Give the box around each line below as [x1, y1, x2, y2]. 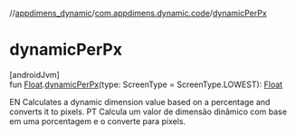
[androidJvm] [9, 69, 61, 80]
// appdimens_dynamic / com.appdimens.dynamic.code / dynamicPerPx [9, 8, 267, 18]
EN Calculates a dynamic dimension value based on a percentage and [9, 96, 271, 107]
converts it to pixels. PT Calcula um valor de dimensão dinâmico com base [9, 106, 288, 117]
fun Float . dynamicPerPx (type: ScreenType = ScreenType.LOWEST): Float [9, 79, 283, 90]
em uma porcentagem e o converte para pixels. [9, 115, 186, 126]
